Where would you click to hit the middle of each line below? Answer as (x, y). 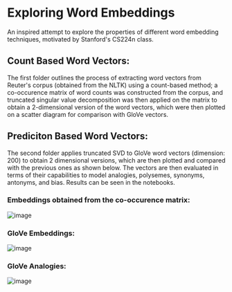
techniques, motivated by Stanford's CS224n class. (80, 39)
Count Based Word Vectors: (69, 61)
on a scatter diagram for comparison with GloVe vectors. (88, 114)
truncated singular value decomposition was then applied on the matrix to (112, 100)
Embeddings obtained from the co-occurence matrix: (99, 200)
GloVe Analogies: (37, 266)
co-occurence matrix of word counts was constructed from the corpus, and (115, 92)
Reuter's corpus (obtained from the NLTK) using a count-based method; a (113, 85)
